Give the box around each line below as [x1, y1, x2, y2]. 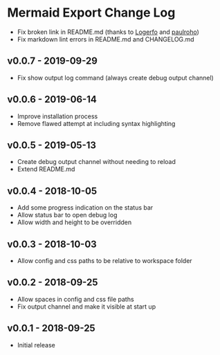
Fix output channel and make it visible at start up [17, 302, 156, 311]
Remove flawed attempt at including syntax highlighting [17, 119, 176, 127]
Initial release [17, 340, 55, 349]
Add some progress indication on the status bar [17, 203, 154, 212]
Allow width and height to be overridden [17, 218, 132, 226]
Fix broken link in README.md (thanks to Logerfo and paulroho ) [17, 28, 199, 36]
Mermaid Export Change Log [7, 5, 176, 21]
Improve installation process [17, 112, 98, 120]
